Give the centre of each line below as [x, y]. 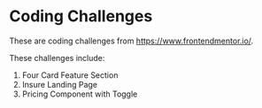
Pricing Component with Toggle [80, 94]
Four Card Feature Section [70, 75]
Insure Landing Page [59, 84]
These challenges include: [57, 58]
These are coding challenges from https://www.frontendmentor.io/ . [131, 41]
